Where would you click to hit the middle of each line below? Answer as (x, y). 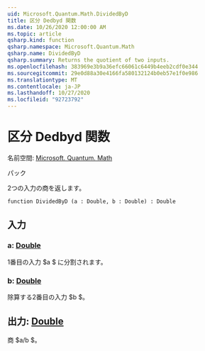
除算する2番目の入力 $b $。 (48, 297)
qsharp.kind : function (41, 40)
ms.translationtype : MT (43, 80)
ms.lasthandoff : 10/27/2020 (49, 93)
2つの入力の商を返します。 (46, 188)
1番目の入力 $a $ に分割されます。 (57, 262)
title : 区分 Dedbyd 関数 (42, 21)
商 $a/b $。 (24, 340)
